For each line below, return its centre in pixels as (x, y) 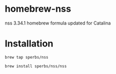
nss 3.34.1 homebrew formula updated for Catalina (58, 23)
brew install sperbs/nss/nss (36, 66)
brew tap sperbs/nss (27, 57)
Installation (29, 44)
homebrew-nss (38, 9)
